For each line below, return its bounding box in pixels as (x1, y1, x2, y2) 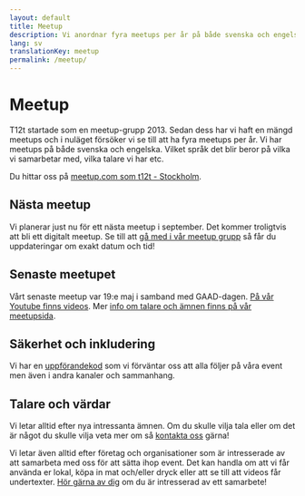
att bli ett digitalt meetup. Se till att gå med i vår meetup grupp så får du (9, 230, 277, 241)
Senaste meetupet (9, 267, 116, 282)
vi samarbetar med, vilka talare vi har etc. (9, 153, 164, 164)
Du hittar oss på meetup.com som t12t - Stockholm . (9, 170, 202, 181)
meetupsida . (9, 310, 56, 321)
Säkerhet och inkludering (9, 336, 156, 352)
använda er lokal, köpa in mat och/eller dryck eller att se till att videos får (9, 467, 281, 478)
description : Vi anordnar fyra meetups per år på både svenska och (9, 30, 271, 39)
